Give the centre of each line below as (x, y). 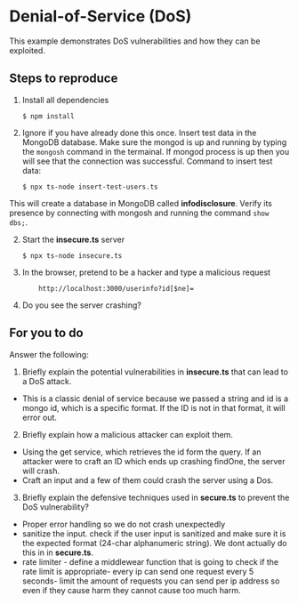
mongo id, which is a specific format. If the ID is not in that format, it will (154, 407)
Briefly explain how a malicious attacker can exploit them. (128, 434)
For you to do (46, 333)
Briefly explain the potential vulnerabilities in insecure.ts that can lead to (155, 372)
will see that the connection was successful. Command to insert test (147, 161)
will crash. (41, 471)
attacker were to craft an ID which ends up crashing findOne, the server (153, 461)
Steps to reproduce (64, 79)
